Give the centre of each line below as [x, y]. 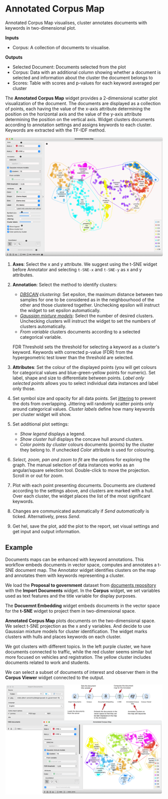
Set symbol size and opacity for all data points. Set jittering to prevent [84, 398]
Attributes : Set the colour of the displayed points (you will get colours [84, 367]
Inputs [12, 38]
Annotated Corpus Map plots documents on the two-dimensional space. [80, 621]
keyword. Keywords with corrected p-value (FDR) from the [73, 352]
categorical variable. [41, 337]
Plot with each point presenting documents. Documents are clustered [84, 485]
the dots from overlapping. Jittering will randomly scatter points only [83, 404]
